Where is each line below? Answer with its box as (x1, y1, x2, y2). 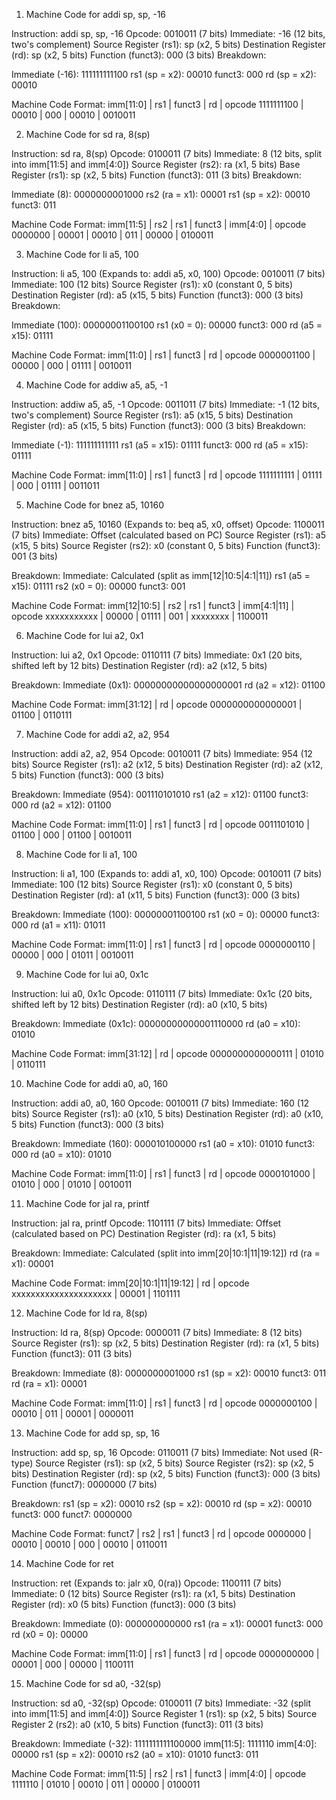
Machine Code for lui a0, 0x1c (25, 969, 149, 980)
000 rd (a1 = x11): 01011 (11, 919, 106, 931)
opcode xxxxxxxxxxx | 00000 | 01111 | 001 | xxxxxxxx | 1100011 (11, 610, 269, 622)
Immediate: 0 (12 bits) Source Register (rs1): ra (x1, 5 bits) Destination (11, 1588, 296, 1599)
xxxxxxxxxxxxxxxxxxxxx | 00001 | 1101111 (11, 1288, 181, 1299)
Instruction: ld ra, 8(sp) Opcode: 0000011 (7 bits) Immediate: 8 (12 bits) (11, 1327, 303, 1338)
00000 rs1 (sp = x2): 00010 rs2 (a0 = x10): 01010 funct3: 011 (11, 1749, 259, 1760)
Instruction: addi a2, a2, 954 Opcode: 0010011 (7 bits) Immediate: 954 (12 (11, 748, 313, 759)
